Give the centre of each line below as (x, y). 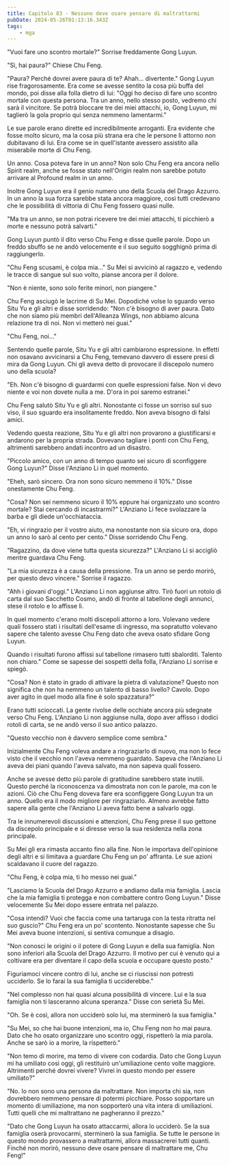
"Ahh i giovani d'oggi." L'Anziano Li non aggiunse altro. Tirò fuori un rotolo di (114, 592)
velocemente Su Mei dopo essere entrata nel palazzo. (83, 905)
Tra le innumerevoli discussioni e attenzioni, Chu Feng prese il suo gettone (112, 821)
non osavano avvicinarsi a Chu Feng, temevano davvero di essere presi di (111, 357)
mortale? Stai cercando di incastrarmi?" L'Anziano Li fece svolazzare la (107, 509)
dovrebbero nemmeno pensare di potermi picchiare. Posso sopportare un (111, 1099)
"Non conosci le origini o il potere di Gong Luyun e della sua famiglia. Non (111, 946)
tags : (15, 26)
